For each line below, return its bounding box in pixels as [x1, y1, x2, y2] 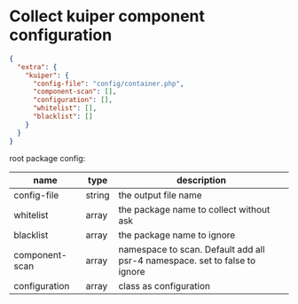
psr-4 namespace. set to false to [118, 254, 256, 267]
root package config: [9, 152, 86, 163]
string [85, 189, 110, 201]
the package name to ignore [118, 229, 236, 241]
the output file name [118, 189, 202, 201]
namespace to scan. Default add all [118, 243, 265, 255]
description [176, 174, 226, 186]
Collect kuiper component [9, 6, 206, 27]
